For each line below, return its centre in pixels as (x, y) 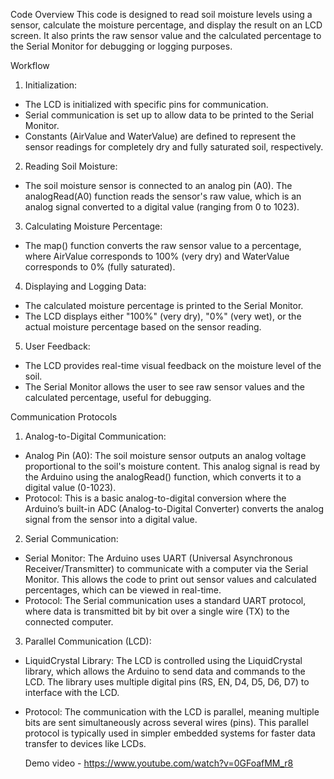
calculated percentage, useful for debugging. (118, 397)
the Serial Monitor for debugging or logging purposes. (121, 46)
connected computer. (69, 622)
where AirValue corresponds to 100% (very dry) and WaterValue (157, 256)
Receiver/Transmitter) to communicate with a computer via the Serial (166, 568)
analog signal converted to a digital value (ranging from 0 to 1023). (162, 207)
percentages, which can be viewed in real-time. (123, 590)
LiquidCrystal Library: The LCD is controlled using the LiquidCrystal (163, 660)
